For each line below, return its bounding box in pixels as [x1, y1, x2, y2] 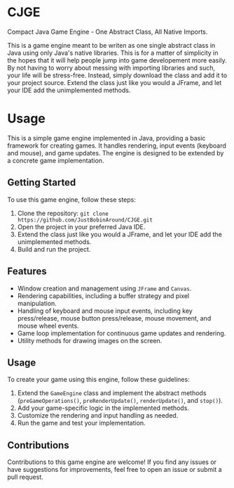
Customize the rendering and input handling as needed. [17, 411, 179, 420]
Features [7, 265, 47, 278]
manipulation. [17, 299, 57, 307]
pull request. [7, 473, 43, 482]
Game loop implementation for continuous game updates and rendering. [17, 328, 226, 338]
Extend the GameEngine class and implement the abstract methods [17, 389, 207, 397]
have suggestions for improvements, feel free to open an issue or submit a [7, 465, 222, 474]
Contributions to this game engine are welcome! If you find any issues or [7, 458, 217, 466]
